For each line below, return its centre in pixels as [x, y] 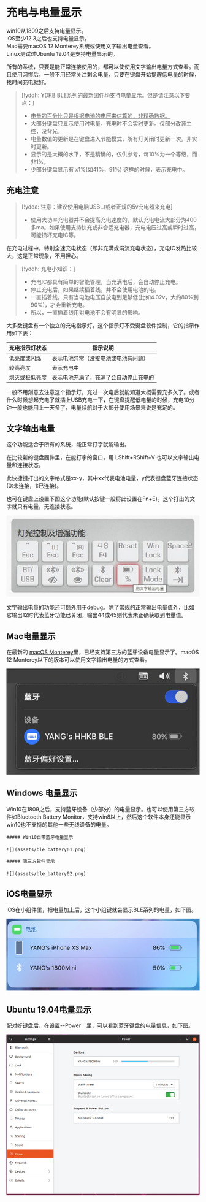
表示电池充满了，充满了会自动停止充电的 [103, 377]
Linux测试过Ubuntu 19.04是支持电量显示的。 [62, 53]
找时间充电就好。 [28, 82]
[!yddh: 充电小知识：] [48, 269]
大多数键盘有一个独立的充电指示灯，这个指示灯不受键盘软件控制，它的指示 [100, 325]
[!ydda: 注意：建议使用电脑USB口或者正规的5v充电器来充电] [97, 207]
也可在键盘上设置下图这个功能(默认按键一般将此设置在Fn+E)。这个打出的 [98, 499]
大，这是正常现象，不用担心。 [44, 256]
